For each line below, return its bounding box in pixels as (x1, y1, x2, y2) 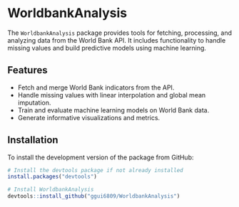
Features (7, 64, 48, 76)
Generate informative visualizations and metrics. (17, 113, 161, 122)
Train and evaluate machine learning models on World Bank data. (17, 105, 210, 115)
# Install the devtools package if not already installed (7, 166, 183, 174)
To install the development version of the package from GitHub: (7, 153, 194, 161)
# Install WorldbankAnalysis (7, 186, 94, 193)
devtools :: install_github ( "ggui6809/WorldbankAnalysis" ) (7, 193, 180, 200)
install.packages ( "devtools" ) (7, 173, 98, 181)
